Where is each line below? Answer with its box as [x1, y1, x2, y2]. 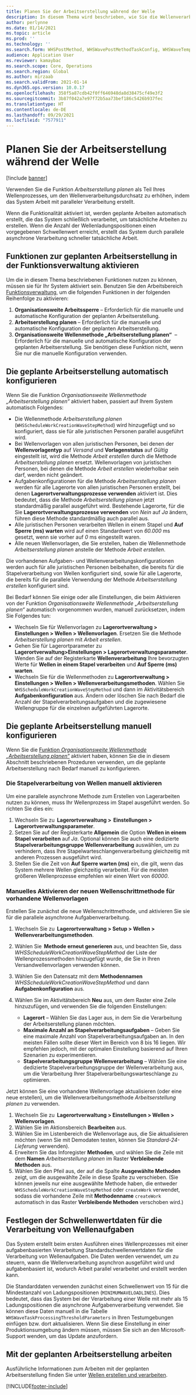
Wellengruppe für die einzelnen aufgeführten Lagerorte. [14, 704, 149, 712]
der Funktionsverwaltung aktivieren [6, 261, 139, 271]
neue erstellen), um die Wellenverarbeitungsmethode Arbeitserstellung [6, 1094, 176, 1101]
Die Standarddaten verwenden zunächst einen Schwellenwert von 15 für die [6, 1283, 188, 1290]
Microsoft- [160, 1326, 187, 1333]
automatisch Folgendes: [6, 404, 64, 411]
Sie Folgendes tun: [6, 612, 51, 619]
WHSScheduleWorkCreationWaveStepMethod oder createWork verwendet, [14, 1187, 180, 1194]
